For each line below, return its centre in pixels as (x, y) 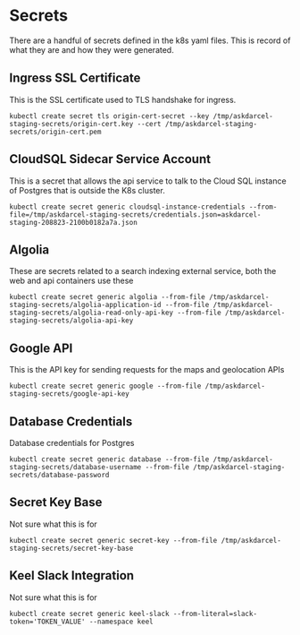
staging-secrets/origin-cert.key (71, 124)
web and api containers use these (71, 281)
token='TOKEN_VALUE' (48, 622)
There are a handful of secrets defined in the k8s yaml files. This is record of (150, 40)
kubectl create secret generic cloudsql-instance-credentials (127, 207)
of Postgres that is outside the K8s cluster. (87, 190)
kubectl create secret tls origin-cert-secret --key (109, 116)
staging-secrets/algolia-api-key (71, 321)
